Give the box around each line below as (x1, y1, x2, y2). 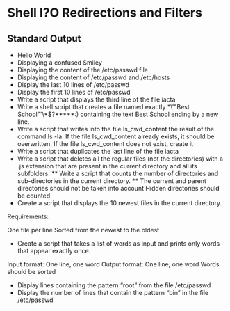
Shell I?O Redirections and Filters (7, 5, 203, 21)
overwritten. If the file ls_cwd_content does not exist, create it (17, 140, 193, 147)
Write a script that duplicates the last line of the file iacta (17, 147, 179, 155)
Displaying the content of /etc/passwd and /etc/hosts (17, 73, 170, 81)
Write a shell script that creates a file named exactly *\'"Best (17, 103, 190, 111)
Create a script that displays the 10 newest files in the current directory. (17, 199, 222, 207)
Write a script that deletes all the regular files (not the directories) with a (17, 154, 224, 163)
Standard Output (7, 33, 81, 45)
